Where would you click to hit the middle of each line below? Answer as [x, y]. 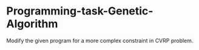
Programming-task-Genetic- [80, 11]
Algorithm [32, 24]
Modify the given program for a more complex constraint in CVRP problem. [100, 40]
